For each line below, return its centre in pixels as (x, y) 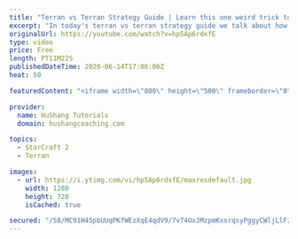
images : (24, 172)
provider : (27, 107)
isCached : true (53, 204)
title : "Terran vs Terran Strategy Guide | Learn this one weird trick (144, 17)
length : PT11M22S (41, 58)
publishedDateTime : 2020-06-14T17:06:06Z (87, 67)
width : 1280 (47, 188)
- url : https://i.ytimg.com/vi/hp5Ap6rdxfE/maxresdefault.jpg (134, 180)
